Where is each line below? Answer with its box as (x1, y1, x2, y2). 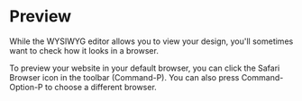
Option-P (9, 81, 43, 92)
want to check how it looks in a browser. (9, 45, 160, 55)
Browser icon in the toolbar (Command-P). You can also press (9, 72, 240, 82)
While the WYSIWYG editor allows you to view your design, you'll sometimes (9, 36, 294, 46)
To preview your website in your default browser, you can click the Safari (9, 63, 280, 73)
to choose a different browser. (44, 81, 158, 92)
